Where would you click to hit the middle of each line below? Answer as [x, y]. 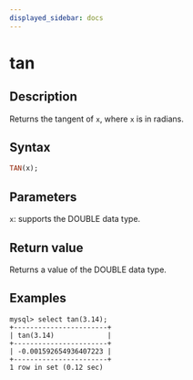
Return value [46, 248]
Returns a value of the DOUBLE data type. [88, 269]
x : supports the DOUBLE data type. [75, 219]
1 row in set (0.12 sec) [56, 367]
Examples [38, 298]
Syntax [30, 148]
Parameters [43, 197]
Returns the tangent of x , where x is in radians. [96, 119]
